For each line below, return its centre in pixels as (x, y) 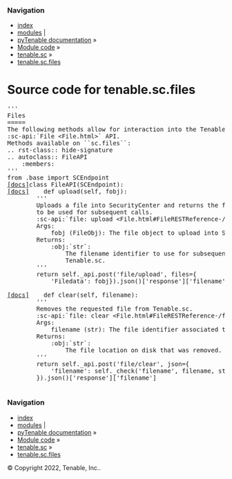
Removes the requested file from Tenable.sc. (115, 309)
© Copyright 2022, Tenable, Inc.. (54, 467)
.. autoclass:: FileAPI (47, 157)
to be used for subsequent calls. (95, 212)
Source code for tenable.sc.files (101, 90)
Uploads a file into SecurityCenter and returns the (127, 205)
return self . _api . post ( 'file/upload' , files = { (116, 274)
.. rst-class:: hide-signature (60, 150)
